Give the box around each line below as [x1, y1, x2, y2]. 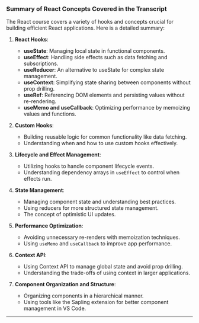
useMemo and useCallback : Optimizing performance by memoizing [23, 104, 191, 111]
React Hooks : [14, 36, 49, 43]
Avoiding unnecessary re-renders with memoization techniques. [23, 234, 181, 241]
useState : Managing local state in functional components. [23, 47, 165, 55]
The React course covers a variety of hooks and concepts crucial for [6, 18, 174, 25]
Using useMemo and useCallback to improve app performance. [23, 240, 172, 247]
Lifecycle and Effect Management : [14, 151, 101, 158]
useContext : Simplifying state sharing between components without [23, 79, 191, 86]
